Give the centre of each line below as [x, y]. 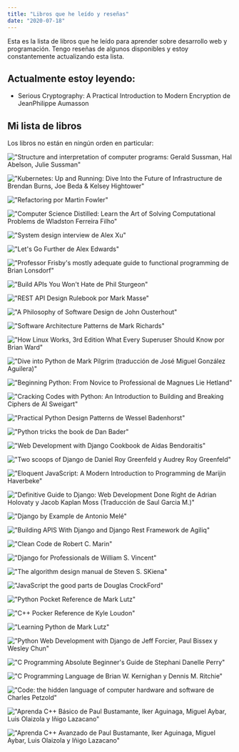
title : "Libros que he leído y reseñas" [68, 14]
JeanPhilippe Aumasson [53, 104]
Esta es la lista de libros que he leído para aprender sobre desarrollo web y [117, 41]
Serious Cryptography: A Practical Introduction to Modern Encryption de [124, 96]
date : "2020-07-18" [36, 21]
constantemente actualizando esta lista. [66, 56]
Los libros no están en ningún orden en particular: [81, 143]
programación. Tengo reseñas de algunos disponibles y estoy [98, 49]
